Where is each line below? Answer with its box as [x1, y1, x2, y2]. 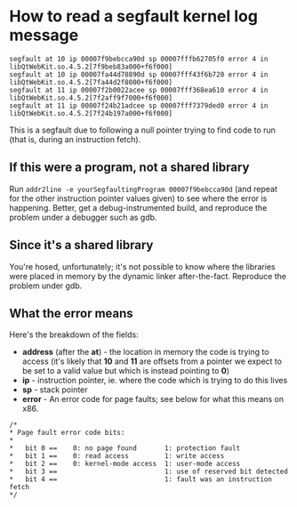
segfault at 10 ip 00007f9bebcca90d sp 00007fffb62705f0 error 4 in [9, 54, 269, 63]
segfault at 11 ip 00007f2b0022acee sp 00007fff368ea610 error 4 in [9, 85, 269, 94]
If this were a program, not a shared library [9, 160, 250, 175]
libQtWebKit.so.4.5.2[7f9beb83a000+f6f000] [9, 62, 173, 71]
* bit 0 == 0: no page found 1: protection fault [9, 444, 241, 453]
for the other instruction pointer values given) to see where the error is [9, 193, 268, 204]
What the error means [9, 305, 133, 321]
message [9, 25, 79, 45]
